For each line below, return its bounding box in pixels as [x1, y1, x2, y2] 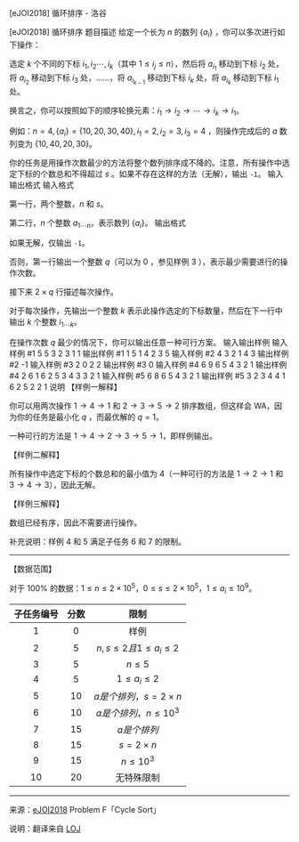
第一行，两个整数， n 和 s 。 [9, 198, 109, 209]
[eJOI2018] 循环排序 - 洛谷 [9, 8, 107, 18]
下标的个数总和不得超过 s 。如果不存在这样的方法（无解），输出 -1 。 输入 [16, 168, 284, 179]
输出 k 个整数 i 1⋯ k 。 [9, 317, 82, 329]
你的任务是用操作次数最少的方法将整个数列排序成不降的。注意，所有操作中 [9, 157, 282, 167]
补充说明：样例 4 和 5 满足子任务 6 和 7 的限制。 [9, 537, 187, 547]
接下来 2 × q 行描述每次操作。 [9, 287, 118, 297]
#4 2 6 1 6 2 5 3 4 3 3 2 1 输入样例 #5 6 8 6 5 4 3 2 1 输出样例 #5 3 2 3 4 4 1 [9, 370, 286, 381]
